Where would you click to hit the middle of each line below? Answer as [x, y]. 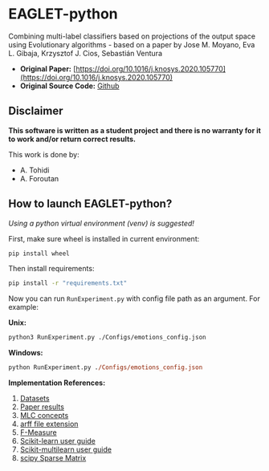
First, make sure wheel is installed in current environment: [104, 238]
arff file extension [49, 424]
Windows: [26, 353]
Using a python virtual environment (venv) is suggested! [102, 223]
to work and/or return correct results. [72, 139]
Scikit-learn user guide [58, 441]
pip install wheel [39, 254]
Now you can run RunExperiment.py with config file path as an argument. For [134, 298]
